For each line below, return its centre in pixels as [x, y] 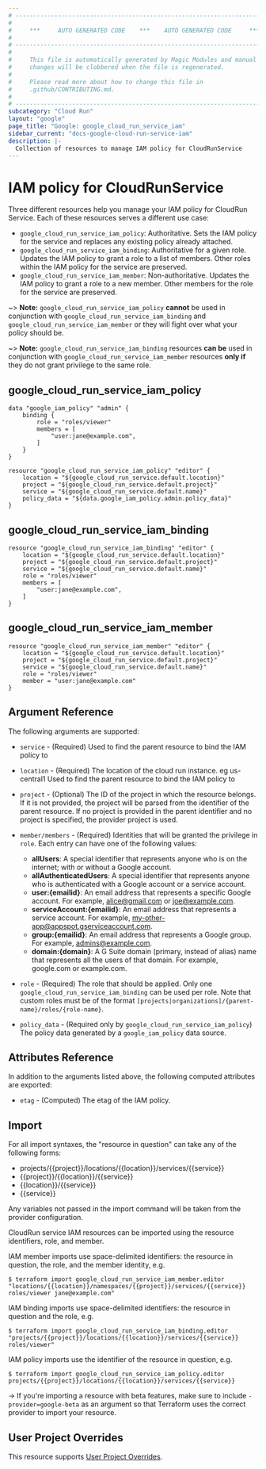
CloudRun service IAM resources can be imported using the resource [121, 1233]
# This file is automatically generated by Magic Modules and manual [133, 60]
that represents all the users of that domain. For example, [125, 960]
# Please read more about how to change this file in [106, 82]
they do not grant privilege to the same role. [80, 365]
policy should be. [36, 333]
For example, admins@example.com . [92, 943]
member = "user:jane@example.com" [79, 681]
